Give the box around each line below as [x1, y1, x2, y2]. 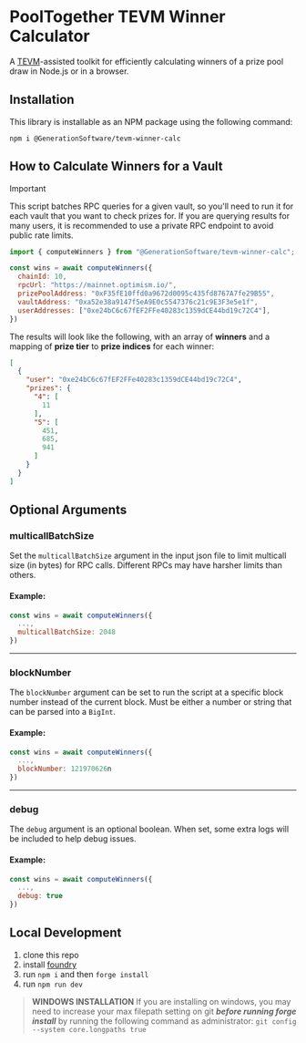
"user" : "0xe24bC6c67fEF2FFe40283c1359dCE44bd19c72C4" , [25, 376, 243, 385]
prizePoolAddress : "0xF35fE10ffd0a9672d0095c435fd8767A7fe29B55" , [17, 289, 275, 298]
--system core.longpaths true [31, 1025, 148, 1034]
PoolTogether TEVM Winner [9, 6, 226, 27]
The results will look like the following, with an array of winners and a [9, 331, 270, 342]
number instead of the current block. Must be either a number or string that [9, 697, 292, 707]
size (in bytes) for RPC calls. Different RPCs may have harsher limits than [9, 560, 282, 571]
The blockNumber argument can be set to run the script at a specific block [9, 687, 284, 698]
